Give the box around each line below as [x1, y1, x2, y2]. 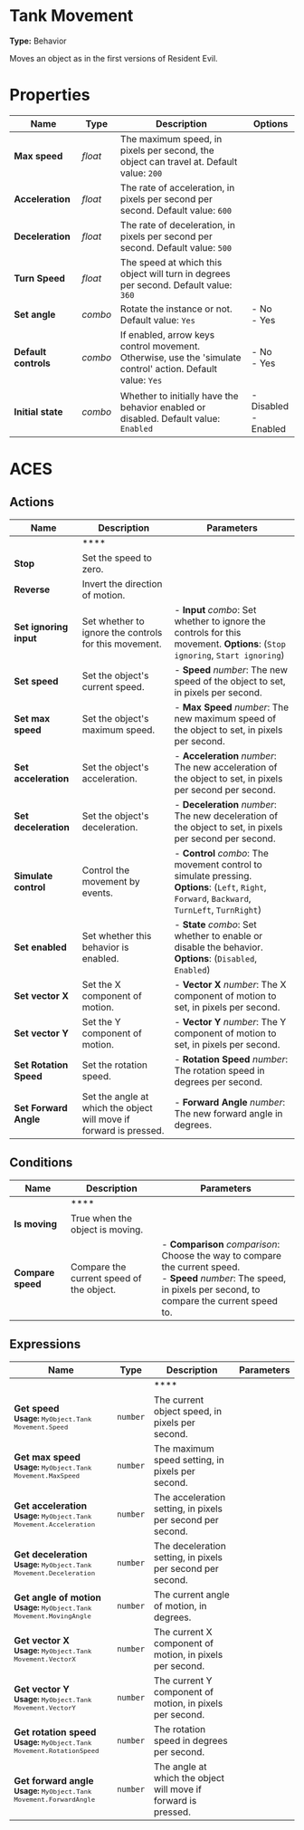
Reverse [14, 583, 51, 596]
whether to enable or [174, 929, 263, 942]
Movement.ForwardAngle [14, 1795, 96, 1804]
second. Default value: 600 [120, 204, 233, 216]
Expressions [9, 1337, 81, 1352]
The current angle [153, 1588, 231, 1601]
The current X [153, 1625, 213, 1638]
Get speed [14, 1402, 60, 1414]
